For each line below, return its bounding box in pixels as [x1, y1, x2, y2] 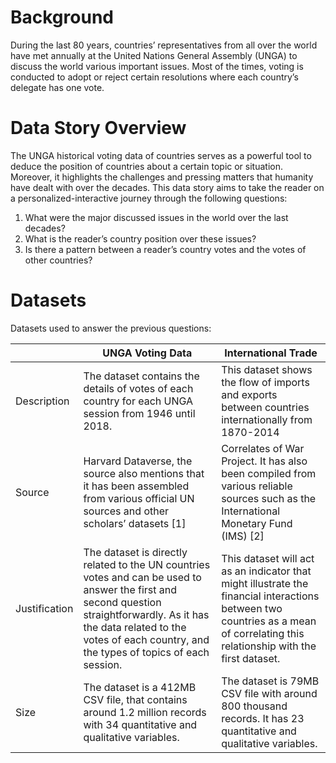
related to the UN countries [83, 557, 211, 571]
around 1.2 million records [83, 705, 207, 719]
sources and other [83, 504, 170, 518]
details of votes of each [83, 381, 194, 395]
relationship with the [221, 639, 317, 653]
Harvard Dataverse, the [83, 454, 193, 468]
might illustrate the [221, 576, 309, 590]
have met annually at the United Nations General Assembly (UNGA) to [10, 49, 298, 61]
